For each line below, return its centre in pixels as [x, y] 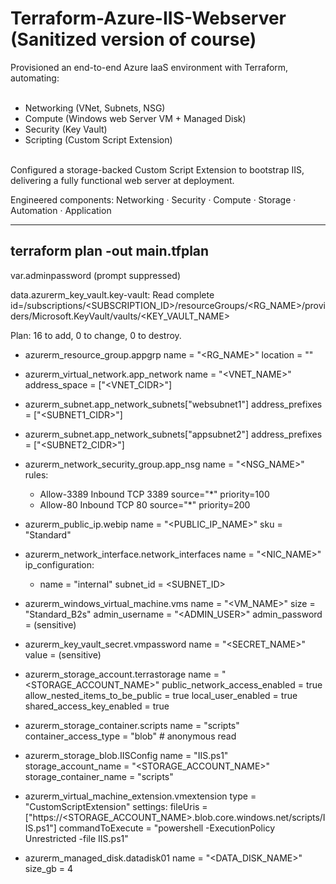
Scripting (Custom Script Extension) [98, 139]
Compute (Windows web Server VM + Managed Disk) [135, 118]
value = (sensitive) [63, 654]
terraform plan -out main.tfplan [110, 251]
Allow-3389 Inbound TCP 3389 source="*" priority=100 [154, 494]
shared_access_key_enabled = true [97, 706]
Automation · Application [61, 210]
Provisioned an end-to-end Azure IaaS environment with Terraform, [149, 67]
